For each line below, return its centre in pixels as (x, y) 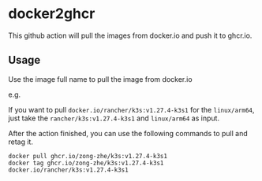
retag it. (21, 142)
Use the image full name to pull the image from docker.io (100, 79)
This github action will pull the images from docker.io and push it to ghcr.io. (130, 35)
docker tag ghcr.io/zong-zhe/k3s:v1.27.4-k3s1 (86, 163)
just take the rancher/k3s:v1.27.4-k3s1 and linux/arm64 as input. (114, 118)
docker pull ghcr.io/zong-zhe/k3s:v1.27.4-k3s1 (88, 156)
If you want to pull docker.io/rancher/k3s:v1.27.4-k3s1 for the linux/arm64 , (131, 109)
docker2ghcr (52, 14)
